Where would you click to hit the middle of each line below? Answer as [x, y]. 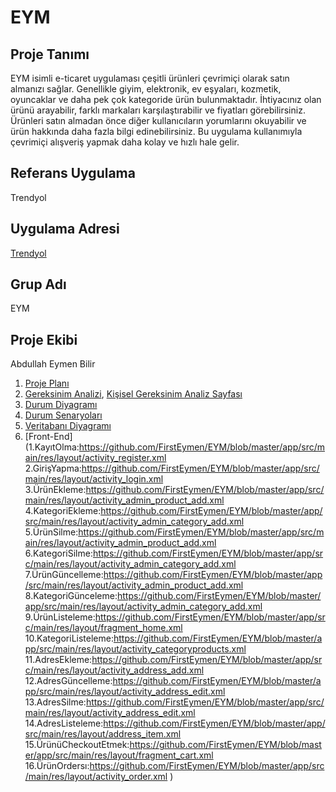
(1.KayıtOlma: [52, 447]
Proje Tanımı [50, 54]
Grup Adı [38, 284]
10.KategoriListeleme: [69, 638]
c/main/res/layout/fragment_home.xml [103, 628]
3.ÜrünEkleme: [55, 490]
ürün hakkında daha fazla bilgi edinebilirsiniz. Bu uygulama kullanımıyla [156, 131]
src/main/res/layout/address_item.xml [103, 734]
